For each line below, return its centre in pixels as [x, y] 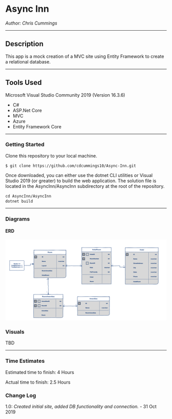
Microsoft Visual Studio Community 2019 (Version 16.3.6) [65, 95]
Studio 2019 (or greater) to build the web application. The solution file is [81, 181]
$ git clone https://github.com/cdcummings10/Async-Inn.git [71, 166]
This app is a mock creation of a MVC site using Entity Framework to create [85, 56]
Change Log [21, 395]
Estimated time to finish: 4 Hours [40, 372]
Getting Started [25, 145]
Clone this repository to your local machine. [51, 156]
